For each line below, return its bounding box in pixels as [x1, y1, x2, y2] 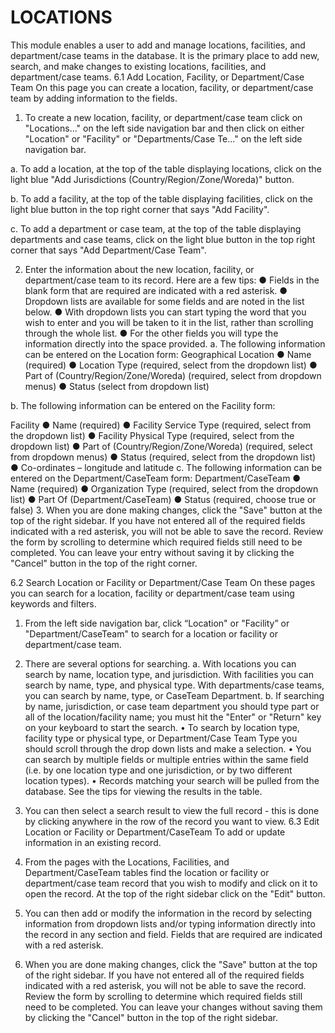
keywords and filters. [10, 597, 97, 610]
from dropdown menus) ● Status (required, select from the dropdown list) [10, 451, 317, 463]
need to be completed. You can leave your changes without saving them [24, 1001, 323, 1013]
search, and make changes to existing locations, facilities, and [10, 60, 267, 72]
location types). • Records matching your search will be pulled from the [24, 774, 320, 786]
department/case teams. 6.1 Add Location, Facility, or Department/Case [10, 71, 305, 83]
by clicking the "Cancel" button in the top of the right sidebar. [24, 1011, 278, 1023]
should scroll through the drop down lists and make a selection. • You [24, 742, 312, 755]
